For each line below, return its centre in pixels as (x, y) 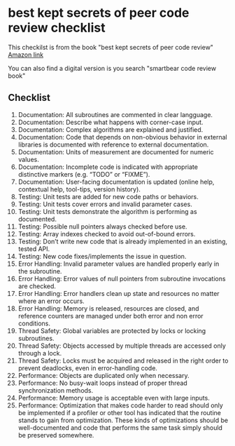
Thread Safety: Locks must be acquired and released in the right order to (123, 360)
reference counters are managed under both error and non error (111, 316)
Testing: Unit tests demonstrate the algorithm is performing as (108, 211)
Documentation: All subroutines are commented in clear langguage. (115, 114)
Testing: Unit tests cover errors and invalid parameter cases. (105, 204)
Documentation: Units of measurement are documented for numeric (116, 151)
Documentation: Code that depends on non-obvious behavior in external (122, 137)
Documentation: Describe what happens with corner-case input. (111, 122)
